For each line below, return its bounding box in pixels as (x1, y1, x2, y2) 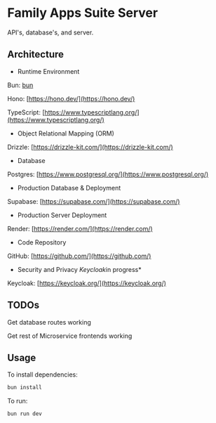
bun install (7, 384, 42, 391)
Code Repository (17, 237, 67, 247)
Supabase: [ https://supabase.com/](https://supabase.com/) (7, 197, 180, 205)
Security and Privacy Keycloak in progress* (17, 265, 142, 273)
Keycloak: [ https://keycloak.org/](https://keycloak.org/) (7, 279, 167, 287)
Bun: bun (7, 81, 34, 89)
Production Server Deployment (17, 211, 107, 219)
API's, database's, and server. (7, 28, 94, 37)
